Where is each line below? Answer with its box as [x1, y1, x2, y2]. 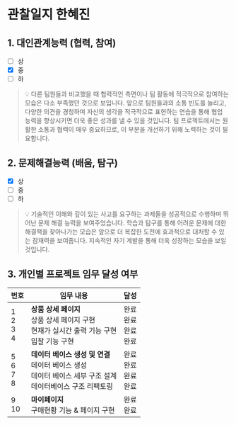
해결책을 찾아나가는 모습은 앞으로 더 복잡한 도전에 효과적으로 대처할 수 [24, 227, 218, 236]
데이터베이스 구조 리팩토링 [30, 382, 113, 391]
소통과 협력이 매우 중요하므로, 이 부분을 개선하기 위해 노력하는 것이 [37, 125, 221, 134]
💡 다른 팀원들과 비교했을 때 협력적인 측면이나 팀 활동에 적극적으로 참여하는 [24, 90, 230, 98]
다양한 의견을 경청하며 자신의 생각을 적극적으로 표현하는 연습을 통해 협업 [24, 108, 223, 116]
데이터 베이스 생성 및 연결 [30, 350, 111, 359]
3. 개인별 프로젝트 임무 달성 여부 [7, 268, 138, 280]
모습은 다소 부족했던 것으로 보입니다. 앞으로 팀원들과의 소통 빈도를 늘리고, [24, 98, 227, 107]
